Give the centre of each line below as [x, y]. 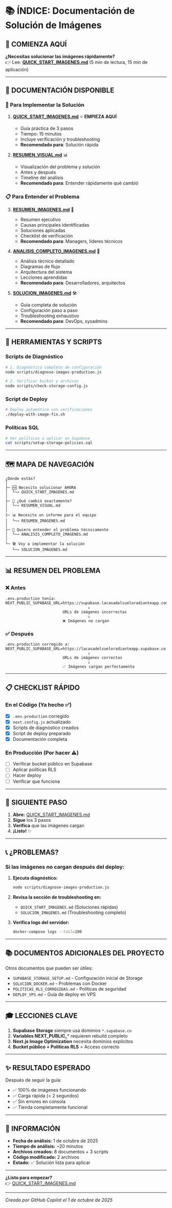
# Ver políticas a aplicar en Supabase [48, 438]
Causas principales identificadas [55, 225]
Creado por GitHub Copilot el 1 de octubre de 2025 [59, 1200]
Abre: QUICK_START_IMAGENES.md [51, 815]
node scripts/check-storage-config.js [47, 386]
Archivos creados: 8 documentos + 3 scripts [60, 1152]
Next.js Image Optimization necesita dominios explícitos [73, 1041]
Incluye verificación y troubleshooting [60, 139]
